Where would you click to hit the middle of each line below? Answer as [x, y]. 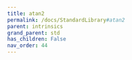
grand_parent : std [34, 33]
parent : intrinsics [35, 26]
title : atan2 [26, 13]
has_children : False [37, 39]
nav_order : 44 [28, 46]
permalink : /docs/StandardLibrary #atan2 [66, 20]
